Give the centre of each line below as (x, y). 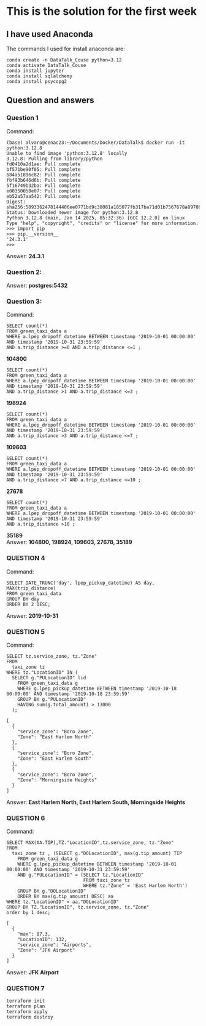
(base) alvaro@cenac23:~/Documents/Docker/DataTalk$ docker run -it (96, 143)
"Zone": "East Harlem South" (55, 758)
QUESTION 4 (26, 558)
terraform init (26, 1001)
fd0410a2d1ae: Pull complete (44, 164)
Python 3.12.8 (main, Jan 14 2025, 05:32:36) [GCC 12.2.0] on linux (96, 218)
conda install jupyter (35, 71)
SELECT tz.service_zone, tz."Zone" (52, 656)
